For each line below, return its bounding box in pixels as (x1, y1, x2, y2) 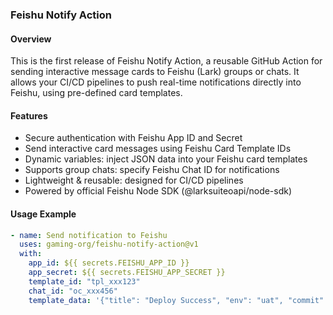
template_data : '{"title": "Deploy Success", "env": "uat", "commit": (28, 295, 329, 305)
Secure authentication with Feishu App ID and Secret (24, 132, 243, 144)
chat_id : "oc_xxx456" (28, 286, 118, 296)
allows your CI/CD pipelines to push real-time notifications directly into (10, 76, 302, 88)
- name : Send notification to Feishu (10, 230, 168, 240)
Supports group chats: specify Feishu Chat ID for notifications (24, 164, 280, 176)
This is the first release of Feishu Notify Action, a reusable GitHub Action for (10, 55, 323, 67)
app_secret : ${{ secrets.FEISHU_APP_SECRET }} (28, 268, 226, 278)
